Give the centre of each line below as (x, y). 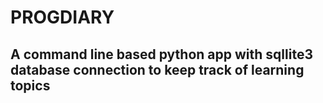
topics (30, 85)
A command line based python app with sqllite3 (161, 54)
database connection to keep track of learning (157, 69)
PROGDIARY (62, 17)
